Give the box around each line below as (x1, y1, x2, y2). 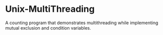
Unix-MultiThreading (5, 3, 95, 15)
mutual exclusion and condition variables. (5, 25, 92, 31)
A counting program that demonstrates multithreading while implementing (5, 20, 158, 26)
